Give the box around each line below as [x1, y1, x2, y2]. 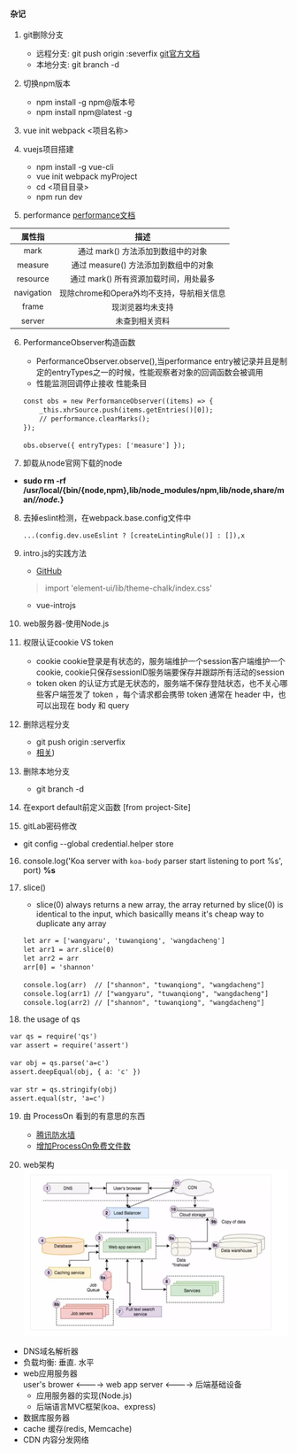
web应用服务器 [22, 1368, 78, 1379]
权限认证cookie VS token [22, 637, 114, 647]
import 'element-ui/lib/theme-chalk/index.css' [44, 583, 213, 593]
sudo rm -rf [22, 475, 67, 486]
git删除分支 [22, 29, 65, 40]
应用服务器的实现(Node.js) [35, 1390, 133, 1401]
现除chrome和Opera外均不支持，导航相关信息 [59, 288, 226, 298]
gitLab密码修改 [22, 820, 78, 831]
